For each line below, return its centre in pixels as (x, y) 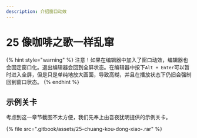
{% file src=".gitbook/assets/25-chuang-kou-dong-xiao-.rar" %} (84, 129)
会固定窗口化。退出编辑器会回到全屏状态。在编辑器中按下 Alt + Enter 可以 (95, 67)
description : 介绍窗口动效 (36, 11)
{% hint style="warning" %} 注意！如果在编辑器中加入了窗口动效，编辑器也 (97, 60)
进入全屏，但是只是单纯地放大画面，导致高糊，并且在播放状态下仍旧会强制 (101, 75)
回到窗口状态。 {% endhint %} (43, 82)
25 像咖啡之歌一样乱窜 (60, 42)
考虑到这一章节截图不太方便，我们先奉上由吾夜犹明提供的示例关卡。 (89, 117)
